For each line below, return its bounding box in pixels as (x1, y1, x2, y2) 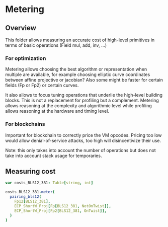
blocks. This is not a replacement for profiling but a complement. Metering (5, 97, 159, 104)
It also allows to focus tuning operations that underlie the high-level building (5, 92, 162, 98)
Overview (5, 24, 37, 32)
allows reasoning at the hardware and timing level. (5, 108, 110, 114)
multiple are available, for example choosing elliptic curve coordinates (5, 71, 150, 78)
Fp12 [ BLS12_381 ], (14, 199, 51, 204)
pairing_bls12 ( (10, 194, 42, 199)
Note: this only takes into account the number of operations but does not (5, 147, 156, 153)
